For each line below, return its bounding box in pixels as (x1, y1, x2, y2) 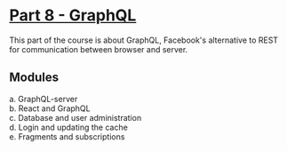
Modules (9, 70, 60, 85)
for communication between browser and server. (9, 44, 188, 54)
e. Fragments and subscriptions (9, 131, 125, 142)
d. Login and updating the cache (9, 122, 129, 132)
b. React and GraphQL (9, 103, 91, 114)
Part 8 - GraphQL (9, 5, 137, 26)
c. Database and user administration (9, 112, 142, 123)
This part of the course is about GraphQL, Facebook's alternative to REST (9, 35, 278, 45)
